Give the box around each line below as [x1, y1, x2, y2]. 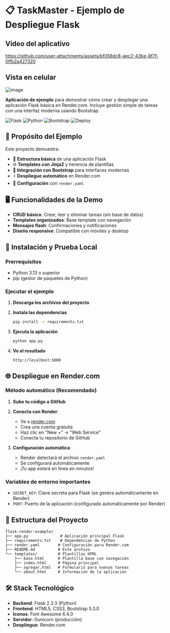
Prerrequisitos [5, 258, 42, 265]
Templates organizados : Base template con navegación [12, 217, 131, 223]
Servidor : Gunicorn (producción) [12, 616, 83, 622]
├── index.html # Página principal [14, 560, 100, 565]
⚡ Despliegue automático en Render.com [12, 172, 101, 179]
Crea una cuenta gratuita [20, 424, 73, 430]
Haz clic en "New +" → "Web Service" [20, 429, 101, 435]
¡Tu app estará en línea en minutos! [20, 465, 94, 471]
